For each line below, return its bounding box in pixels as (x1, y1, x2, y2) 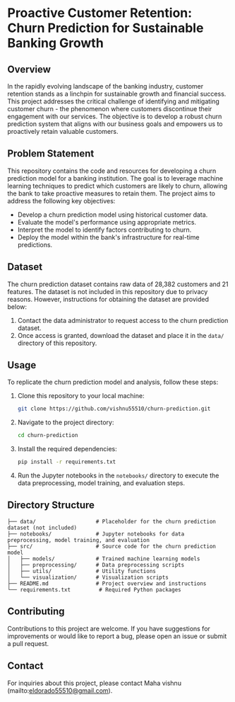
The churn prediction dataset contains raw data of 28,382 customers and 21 (7, 280, 229, 288)
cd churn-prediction (17, 432, 78, 439)
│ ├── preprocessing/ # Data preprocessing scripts (7, 561, 185, 568)
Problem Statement (7, 147, 95, 160)
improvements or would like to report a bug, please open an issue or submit (7, 632, 227, 640)
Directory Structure (7, 499, 95, 511)
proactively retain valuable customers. (7, 128, 119, 135)
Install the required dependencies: (17, 445, 118, 453)
